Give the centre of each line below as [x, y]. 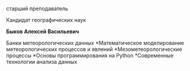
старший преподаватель [37, 9]
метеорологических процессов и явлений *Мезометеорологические [94, 49]
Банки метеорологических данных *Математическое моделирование [95, 43]
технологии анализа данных [42, 62]
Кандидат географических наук [46, 20]
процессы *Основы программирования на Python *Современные [90, 55]
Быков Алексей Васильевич [43, 31]
